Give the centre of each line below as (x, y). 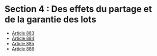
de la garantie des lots (51, 19)
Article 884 (23, 38)
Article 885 (23, 43)
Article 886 (23, 49)
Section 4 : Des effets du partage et (78, 9)
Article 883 (23, 33)
